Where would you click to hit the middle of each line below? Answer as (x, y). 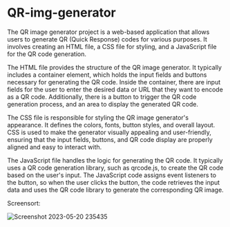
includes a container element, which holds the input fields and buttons (107, 75)
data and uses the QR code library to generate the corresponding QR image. (116, 190)
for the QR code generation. (47, 54)
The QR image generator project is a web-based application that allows (108, 32)
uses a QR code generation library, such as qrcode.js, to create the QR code (115, 167)
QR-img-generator (61, 13)
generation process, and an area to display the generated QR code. (103, 104)
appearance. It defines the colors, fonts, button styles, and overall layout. (111, 125)
